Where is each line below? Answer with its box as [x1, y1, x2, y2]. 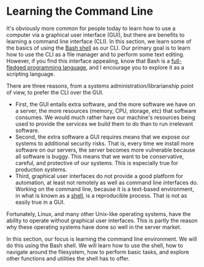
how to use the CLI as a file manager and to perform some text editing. [6, 50, 185, 58]
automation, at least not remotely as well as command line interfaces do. [15, 179, 198, 186]
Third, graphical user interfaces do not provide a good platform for [15, 172, 184, 179]
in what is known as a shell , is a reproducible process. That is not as [15, 192, 187, 199]
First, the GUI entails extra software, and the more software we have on [15, 100, 196, 108]
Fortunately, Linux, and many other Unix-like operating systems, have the [6, 210, 191, 217]
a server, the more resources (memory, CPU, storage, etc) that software [15, 107, 197, 114]
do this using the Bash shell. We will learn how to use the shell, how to [6, 241, 184, 249]
